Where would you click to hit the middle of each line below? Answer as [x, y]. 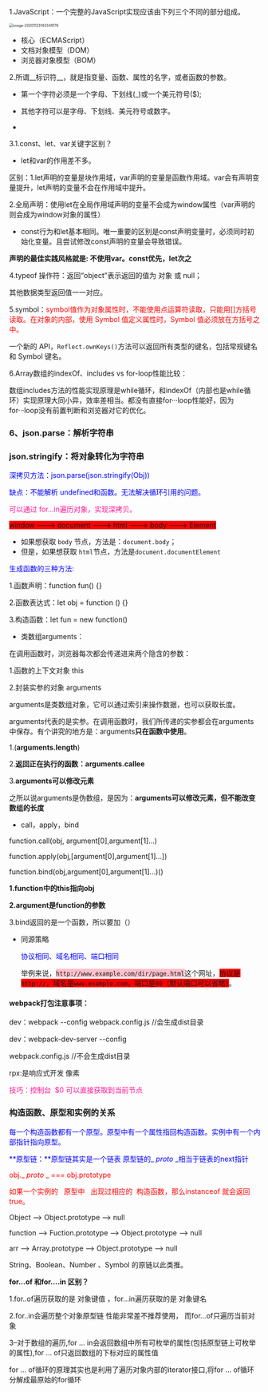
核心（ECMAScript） [55, 40]
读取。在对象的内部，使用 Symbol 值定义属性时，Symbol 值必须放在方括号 [131, 319]
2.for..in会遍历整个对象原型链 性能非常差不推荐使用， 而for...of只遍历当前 [128, 1315]
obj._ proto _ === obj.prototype [60, 1175]
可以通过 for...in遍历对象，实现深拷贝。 [73, 509]
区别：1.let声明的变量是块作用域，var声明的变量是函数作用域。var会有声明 [131, 177]
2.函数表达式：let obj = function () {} [69, 603]
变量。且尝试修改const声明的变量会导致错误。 [110, 241]
